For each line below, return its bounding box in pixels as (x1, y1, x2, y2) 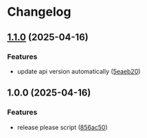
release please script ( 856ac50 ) (16, 123, 108, 131)
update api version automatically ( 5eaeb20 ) (16, 67, 141, 75)
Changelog (7, 4, 71, 20)
